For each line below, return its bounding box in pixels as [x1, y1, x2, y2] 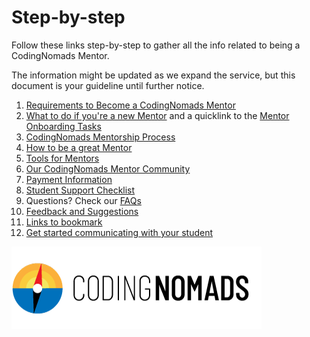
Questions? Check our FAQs [25, 194, 142, 206]
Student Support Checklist [25, 184, 136, 196]
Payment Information [25, 173, 113, 185]
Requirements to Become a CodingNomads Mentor [25, 99, 236, 111]
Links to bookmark [25, 216, 103, 228]
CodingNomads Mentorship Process [25, 131, 176, 143]
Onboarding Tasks [25, 120, 102, 132]
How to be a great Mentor [25, 141, 133, 153]
